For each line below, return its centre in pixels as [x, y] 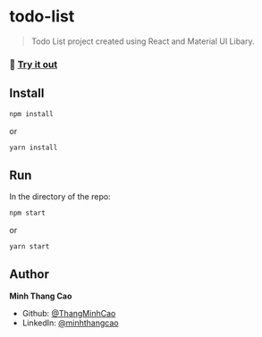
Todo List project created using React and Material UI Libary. [143, 41]
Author [29, 274]
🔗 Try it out [34, 64]
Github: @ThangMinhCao [69, 313]
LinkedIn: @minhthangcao [70, 323]
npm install [31, 114]
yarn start [30, 247]
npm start [28, 213]
